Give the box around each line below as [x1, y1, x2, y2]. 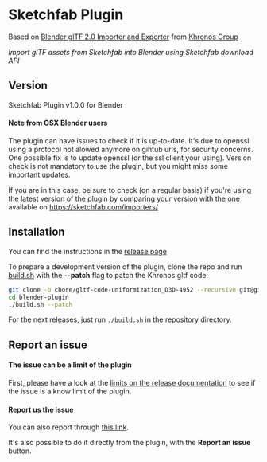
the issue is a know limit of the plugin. [8, 386, 132, 396]
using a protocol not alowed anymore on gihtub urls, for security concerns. [8, 144, 253, 154]
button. [8, 446, 32, 456]
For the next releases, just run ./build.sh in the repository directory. [8, 315, 232, 324]
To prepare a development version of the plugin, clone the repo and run [8, 261, 242, 272]
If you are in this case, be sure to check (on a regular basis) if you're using [8, 185, 252, 194]
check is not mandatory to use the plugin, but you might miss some [8, 161, 229, 170]
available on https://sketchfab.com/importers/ [8, 202, 159, 212]
